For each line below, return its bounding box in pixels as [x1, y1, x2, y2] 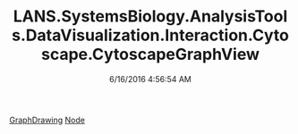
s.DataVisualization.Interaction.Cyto [12, 25, 289, 46]
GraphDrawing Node [9, 114, 85, 125]
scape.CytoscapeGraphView [40, 45, 260, 64]
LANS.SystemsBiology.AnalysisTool [13, 6, 288, 27]
